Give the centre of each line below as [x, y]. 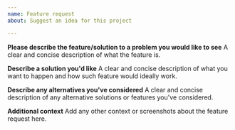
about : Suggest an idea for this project [70, 21]
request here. [27, 119]
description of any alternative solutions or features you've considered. [110, 97]
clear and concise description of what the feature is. [84, 55]
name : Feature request [41, 14]
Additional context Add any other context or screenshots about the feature [118, 111]
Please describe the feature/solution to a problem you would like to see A [118, 47]
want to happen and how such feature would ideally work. [93, 76]
